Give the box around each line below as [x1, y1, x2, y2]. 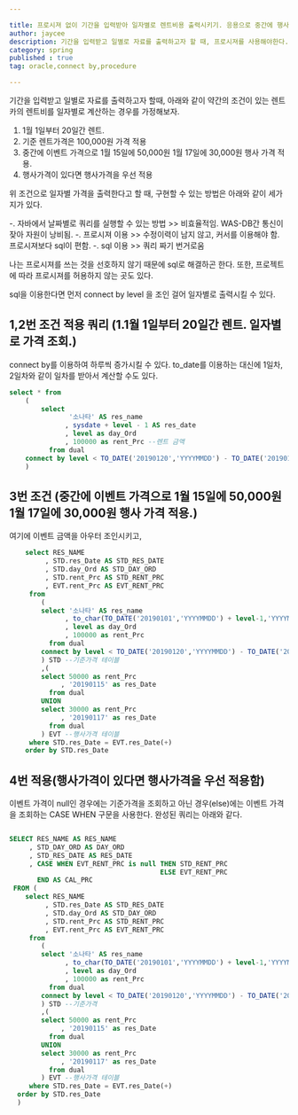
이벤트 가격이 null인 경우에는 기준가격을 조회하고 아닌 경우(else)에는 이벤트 [9, 799, 268, 809]
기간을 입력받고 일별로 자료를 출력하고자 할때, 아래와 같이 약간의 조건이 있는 [9, 95, 270, 105]
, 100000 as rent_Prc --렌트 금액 [65, 438, 184, 447]
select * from [9, 387, 62, 397]
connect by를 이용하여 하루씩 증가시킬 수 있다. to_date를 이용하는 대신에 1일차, [9, 359, 284, 370]
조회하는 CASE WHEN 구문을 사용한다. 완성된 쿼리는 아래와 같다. [18, 809, 242, 820]
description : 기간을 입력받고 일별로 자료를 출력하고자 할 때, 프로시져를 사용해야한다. [9, 37, 289, 46]
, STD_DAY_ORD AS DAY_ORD [28, 843, 125, 852]
